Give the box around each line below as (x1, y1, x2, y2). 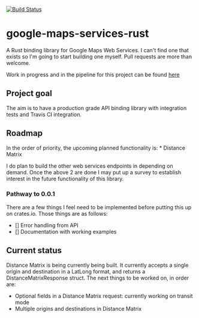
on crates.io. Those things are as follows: (6, 210, 108, 217)
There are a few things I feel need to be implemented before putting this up (6, 203, 192, 210)
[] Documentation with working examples (14, 228, 117, 235)
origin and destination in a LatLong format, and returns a (6, 268, 146, 275)
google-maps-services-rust (6, 27, 149, 40)
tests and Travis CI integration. (6, 111, 82, 118)
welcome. (6, 59, 31, 66)
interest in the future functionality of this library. (6, 175, 124, 182)
